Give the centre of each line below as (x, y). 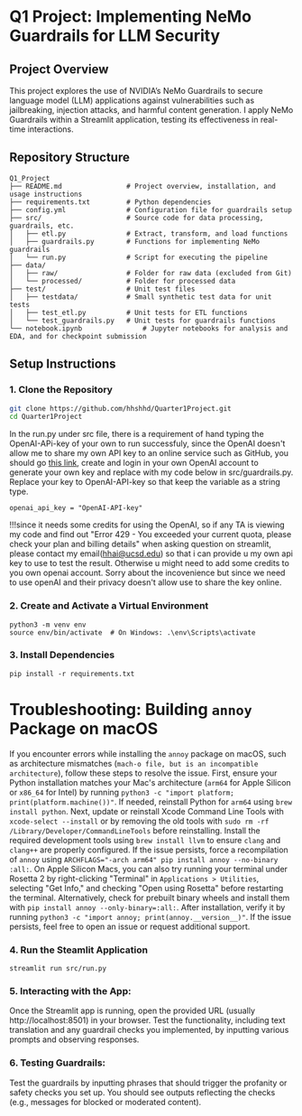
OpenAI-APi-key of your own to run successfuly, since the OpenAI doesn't (147, 443)
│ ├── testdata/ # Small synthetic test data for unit (141, 297)
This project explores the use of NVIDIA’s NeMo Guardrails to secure (136, 91)
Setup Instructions (63, 364)
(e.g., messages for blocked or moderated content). (105, 1102)
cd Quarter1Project (46, 417)
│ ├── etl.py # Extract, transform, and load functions (149, 233)
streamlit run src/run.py (58, 969)
